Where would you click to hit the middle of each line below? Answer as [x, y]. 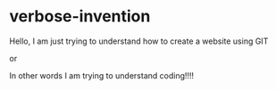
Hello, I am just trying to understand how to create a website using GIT [139, 41]
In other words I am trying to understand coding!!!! [102, 75]
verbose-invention [80, 16]
